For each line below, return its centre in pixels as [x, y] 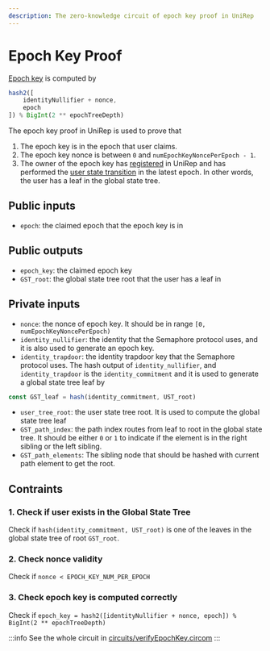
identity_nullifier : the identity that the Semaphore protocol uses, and [139, 339]
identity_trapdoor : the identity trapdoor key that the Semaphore [127, 357]
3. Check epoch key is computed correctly [93, 598]
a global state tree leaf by [62, 382]
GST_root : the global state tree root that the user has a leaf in [120, 278]
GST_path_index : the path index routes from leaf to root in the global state [141, 429]
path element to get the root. [67, 464]
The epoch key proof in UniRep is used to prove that [95, 131]
